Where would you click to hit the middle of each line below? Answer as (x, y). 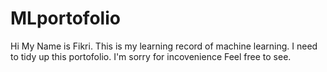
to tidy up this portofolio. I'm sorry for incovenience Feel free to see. (151, 56)
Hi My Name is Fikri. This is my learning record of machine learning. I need (164, 46)
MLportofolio (65, 18)
